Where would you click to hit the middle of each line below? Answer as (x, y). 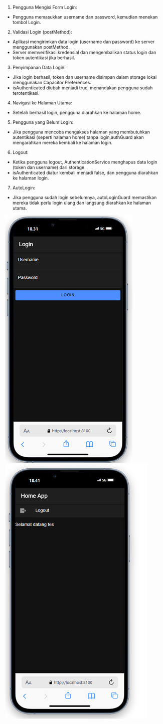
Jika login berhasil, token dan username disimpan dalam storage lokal (85, 77)
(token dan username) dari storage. (49, 167)
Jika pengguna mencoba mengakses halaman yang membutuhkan (81, 132)
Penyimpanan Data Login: (39, 67)
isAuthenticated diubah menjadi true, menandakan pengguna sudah (83, 88)
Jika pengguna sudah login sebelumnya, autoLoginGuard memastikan (85, 197)
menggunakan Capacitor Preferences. (52, 82)
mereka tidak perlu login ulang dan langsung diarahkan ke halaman (82, 203)
